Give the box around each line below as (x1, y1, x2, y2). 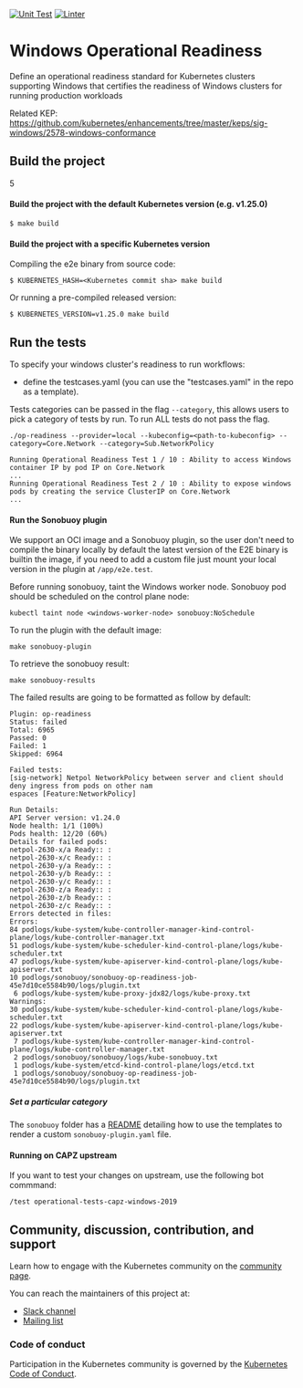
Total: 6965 (9, 725, 55, 735)
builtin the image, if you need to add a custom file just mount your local (9, 554, 277, 565)
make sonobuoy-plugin (9, 642, 92, 652)
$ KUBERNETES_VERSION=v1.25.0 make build (9, 310, 170, 319)
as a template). (22, 386, 79, 397)
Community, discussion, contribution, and (9, 1222, 255, 1237)
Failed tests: (9, 766, 64, 775)
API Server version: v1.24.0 (9, 813, 120, 823)
